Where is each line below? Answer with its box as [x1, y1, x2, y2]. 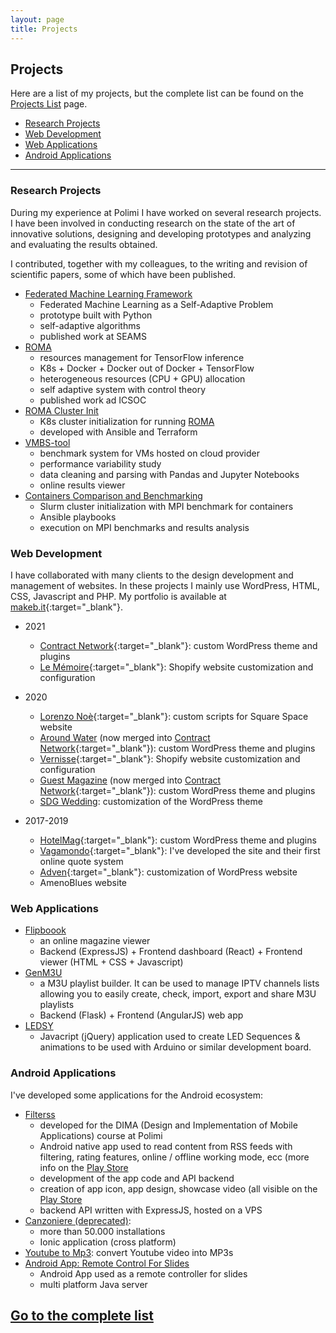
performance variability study [39, 457, 162, 470]
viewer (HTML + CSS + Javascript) [39, 956, 184, 968]
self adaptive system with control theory [39, 383, 207, 395]
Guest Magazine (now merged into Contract [39, 774, 222, 786]
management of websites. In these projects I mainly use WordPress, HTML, [10, 579, 320, 591]
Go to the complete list [10, 1307, 154, 1324]
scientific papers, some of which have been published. [10, 268, 237, 280]
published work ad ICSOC [39, 394, 147, 406]
